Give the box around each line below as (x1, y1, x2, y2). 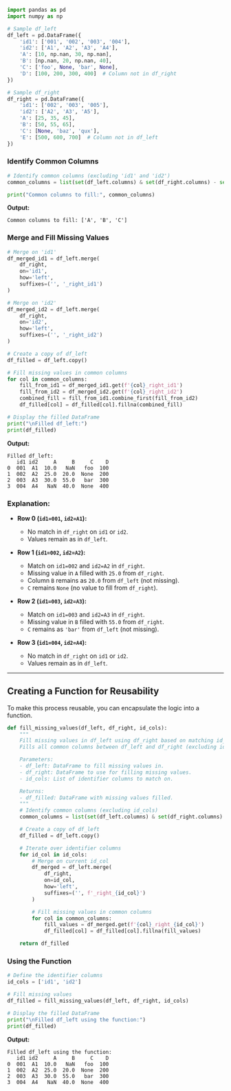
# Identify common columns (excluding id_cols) (19, 807, 158, 814)
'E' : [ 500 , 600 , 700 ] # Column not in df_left (19, 134, 158, 141)
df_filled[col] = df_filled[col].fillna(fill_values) (43, 928, 201, 934)
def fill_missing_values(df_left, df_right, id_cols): (7, 724, 168, 731)
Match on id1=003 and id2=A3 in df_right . (27, 610, 145, 619)
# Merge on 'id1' (7, 248, 57, 255)
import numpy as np (7, 12, 63, 20)
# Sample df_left (7, 25, 57, 32)
